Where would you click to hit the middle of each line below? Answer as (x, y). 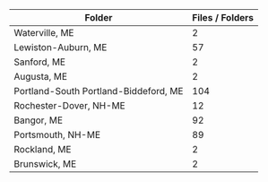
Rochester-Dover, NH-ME (69, 105)
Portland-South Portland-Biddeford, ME (99, 91)
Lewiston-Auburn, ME (61, 47)
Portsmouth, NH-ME (57, 135)
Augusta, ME (41, 77)
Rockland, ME (43, 149)
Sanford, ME (39, 62)
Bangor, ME (38, 120)
